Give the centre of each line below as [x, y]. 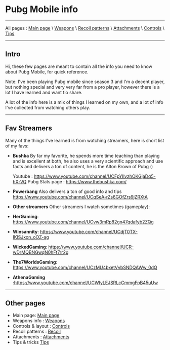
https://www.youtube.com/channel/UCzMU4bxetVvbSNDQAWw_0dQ [85, 267]
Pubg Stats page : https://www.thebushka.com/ [77, 181]
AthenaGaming [29, 277]
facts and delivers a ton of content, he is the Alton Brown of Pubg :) [83, 166]
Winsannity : [26, 231]
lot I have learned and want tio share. [44, 92]
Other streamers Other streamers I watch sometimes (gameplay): [81, 207]
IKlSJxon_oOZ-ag [31, 237]
